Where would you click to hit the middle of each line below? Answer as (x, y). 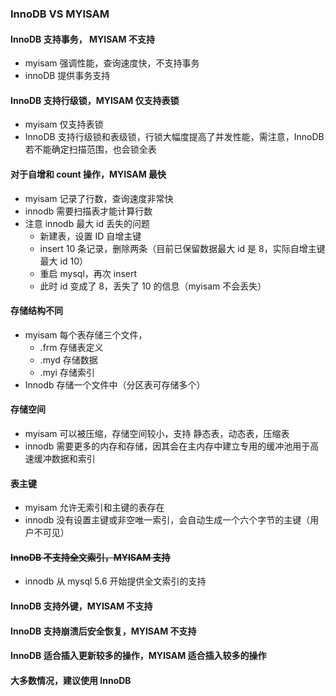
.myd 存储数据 (68, 359)
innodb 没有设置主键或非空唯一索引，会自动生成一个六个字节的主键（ (167, 520)
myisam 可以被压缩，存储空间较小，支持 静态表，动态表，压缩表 (157, 433)
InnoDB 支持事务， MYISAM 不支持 (82, 39)
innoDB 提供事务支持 (67, 76)
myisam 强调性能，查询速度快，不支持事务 (112, 63)
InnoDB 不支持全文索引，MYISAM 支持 (90, 557)
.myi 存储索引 (67, 372)
